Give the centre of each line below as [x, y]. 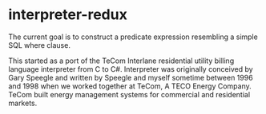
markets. [23, 103]
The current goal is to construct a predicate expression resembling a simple [133, 37]
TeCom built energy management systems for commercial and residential [129, 94]
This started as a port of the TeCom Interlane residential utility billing [121, 61]
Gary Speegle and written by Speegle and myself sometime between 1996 [131, 77]
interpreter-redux [68, 15]
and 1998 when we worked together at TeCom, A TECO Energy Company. [130, 86]
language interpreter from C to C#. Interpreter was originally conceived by [131, 69]
